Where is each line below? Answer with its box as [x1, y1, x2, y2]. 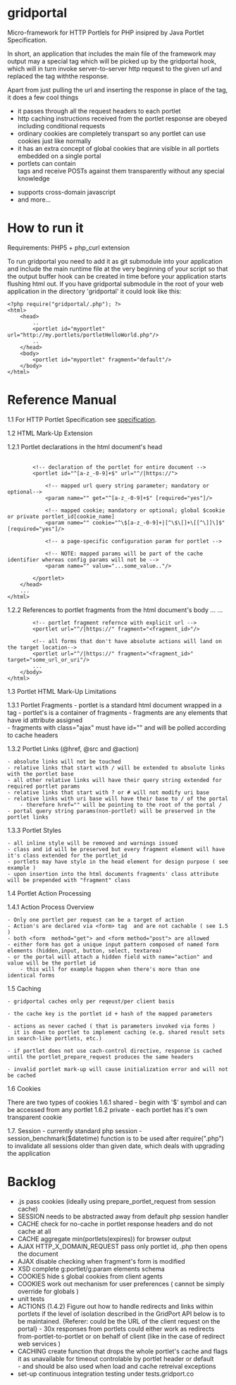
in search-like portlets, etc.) [7, 1035, 102, 1042]
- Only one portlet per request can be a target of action [7, 916, 185, 923]
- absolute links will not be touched [7, 758, 121, 765]
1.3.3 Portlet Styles [7, 826, 62, 834]
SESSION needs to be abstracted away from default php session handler [17, 1212, 229, 1221]
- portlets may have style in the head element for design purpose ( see [7, 858, 229, 865]
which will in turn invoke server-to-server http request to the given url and [7, 64, 222, 73]
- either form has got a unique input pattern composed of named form [7, 941, 219, 948]
